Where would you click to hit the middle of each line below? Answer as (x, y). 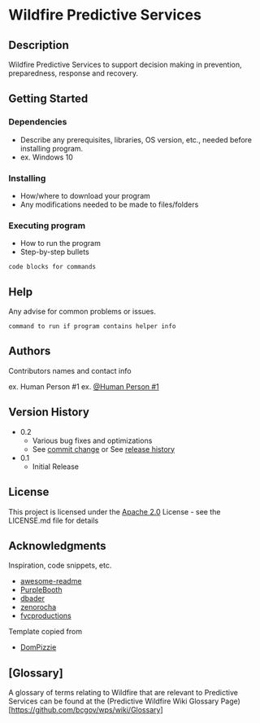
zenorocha (38, 607)
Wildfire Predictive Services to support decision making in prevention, (125, 64)
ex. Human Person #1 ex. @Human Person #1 (84, 386)
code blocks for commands (52, 267)
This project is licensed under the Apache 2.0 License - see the (115, 511)
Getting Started (48, 99)
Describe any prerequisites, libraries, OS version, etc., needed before (136, 139)
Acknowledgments (58, 546)
